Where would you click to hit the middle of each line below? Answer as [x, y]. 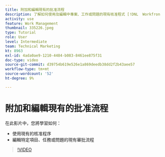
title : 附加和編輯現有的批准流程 [35, 10]
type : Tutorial [21, 32]
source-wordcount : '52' [29, 74]
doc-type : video [22, 60]
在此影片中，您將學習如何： [33, 123]
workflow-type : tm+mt [27, 69]
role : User [16, 37]
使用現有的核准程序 [32, 133]
